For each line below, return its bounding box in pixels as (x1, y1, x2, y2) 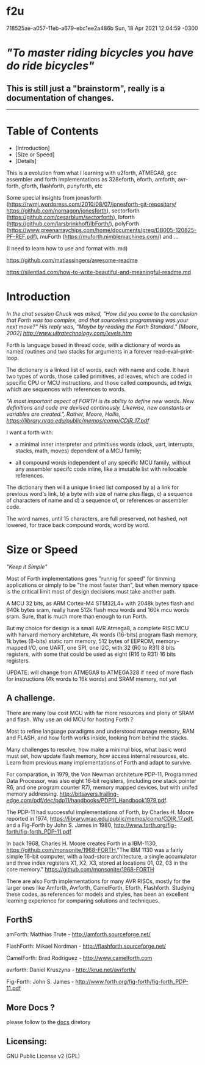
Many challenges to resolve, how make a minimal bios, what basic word (6, 746, 187, 753)
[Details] (15, 157, 37, 164)
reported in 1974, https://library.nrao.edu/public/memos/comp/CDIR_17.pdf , (6, 815, 194, 822)
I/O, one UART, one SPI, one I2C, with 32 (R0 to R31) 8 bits (28, 644, 175, 651)
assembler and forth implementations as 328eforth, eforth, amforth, (6, 175, 177, 183)
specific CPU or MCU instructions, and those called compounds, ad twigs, (6, 379, 193, 386)
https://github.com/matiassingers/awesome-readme (6, 256, 138, 264)
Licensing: (6, 1036, 48, 1047)
